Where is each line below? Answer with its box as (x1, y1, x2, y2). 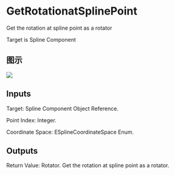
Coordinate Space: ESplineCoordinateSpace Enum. (6, 128, 134, 136)
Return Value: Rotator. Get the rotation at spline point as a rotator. (6, 162, 170, 169)
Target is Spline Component (6, 36, 76, 43)
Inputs (6, 89, 32, 99)
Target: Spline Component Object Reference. (6, 105, 118, 112)
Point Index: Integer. (6, 116, 57, 124)
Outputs (6, 145, 38, 156)
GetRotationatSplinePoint (6, 4, 138, 18)
